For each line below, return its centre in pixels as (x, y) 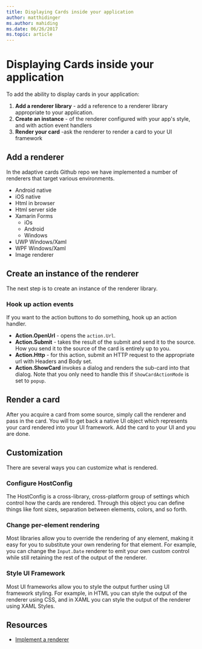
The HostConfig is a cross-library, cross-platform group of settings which (98, 496)
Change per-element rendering (53, 525)
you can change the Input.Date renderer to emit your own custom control (98, 551)
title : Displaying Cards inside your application (70, 12)
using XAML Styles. (31, 606)
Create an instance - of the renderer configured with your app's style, (103, 119)
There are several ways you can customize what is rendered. (82, 467)
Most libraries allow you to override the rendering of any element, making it (100, 539)
